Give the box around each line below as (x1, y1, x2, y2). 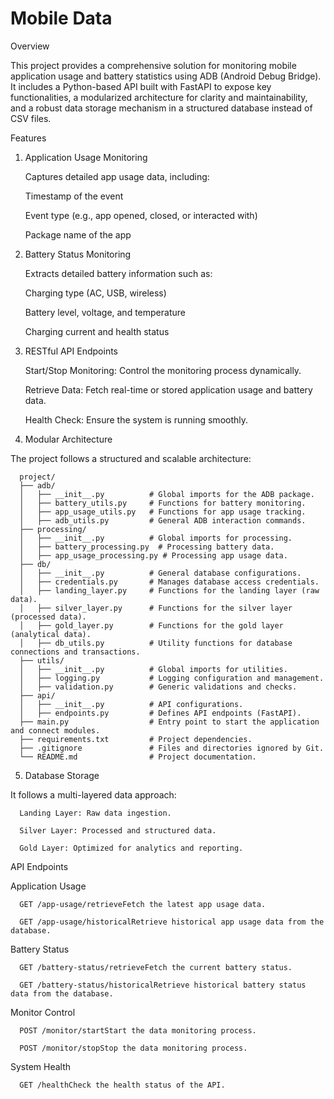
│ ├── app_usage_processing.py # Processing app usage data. (19, 550, 288, 561)
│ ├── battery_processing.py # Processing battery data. (19, 542, 275, 552)
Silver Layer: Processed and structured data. (19, 825, 217, 836)
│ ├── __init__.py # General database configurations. (19, 568, 302, 578)
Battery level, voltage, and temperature (24, 306, 186, 318)
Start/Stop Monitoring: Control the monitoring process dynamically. (24, 364, 302, 376)
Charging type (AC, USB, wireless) (24, 287, 167, 299)
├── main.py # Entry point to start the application (19, 717, 320, 727)
